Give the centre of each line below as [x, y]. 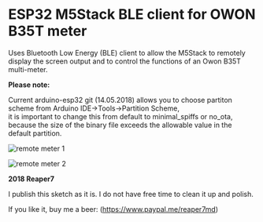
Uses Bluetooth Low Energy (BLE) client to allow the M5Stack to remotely [127, 53]
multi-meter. [28, 69]
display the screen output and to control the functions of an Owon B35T [125, 61]
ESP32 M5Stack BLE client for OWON [132, 15]
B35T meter [48, 31]
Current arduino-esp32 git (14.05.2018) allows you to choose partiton [120, 100]
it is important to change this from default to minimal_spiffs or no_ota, [121, 116]
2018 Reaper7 [31, 179]
